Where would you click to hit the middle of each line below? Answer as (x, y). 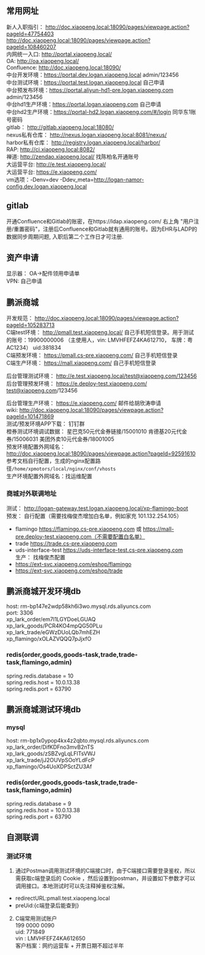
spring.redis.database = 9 (39, 803)
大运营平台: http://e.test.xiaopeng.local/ (56, 164)
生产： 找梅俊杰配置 (40, 557)
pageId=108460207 (31, 47)
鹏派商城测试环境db (44, 710)
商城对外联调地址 (32, 493)
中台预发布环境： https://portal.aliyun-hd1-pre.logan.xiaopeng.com (90, 90)
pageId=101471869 (30, 417)
